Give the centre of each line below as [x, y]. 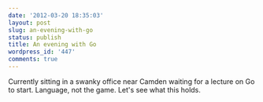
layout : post [30, 23]
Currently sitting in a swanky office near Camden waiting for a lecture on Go [131, 81]
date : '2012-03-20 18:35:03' [56, 15]
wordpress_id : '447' [42, 52]
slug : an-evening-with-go [50, 30]
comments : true [33, 60]
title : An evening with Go [52, 45]
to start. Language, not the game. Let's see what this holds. [104, 89]
